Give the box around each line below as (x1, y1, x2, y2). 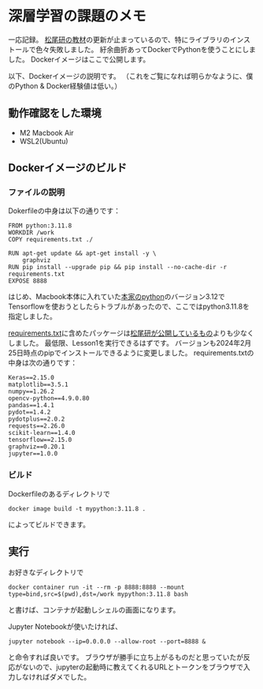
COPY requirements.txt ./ (8, 236, 93, 244)
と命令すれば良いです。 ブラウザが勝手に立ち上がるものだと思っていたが (8, 652, 244, 661)
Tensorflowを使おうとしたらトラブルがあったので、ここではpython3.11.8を (8, 301, 250, 312)
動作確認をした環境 (8, 107, 102, 120)
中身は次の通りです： (8, 358, 77, 368)
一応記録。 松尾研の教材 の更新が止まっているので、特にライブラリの (8, 35, 231, 44)
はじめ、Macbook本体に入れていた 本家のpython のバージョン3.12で (8, 292, 226, 301)
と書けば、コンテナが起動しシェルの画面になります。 (8, 605, 180, 614)
